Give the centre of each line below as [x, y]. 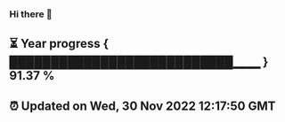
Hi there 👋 [31, 14]
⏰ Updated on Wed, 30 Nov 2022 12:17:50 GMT [142, 106]
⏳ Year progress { [59, 44]
